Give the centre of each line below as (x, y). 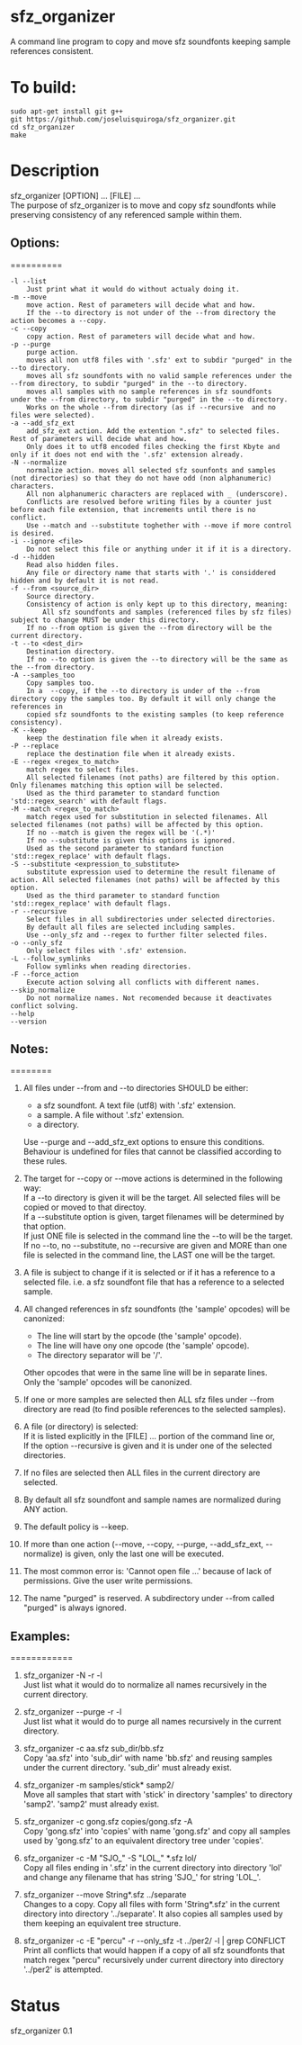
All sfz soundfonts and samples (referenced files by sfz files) (168, 612)
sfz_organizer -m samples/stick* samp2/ (98, 1785)
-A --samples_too (43, 675)
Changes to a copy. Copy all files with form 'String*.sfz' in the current (151, 1905)
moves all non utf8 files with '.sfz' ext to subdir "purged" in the (160, 360)
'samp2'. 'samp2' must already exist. (91, 1804)
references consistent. (52, 50)
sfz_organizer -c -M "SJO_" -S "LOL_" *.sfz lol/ (110, 1858)
